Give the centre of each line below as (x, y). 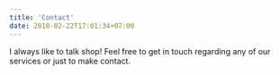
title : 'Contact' (42, 17)
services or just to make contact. (70, 61)
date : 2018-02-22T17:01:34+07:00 (72, 26)
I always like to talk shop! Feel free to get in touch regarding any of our (140, 51)
